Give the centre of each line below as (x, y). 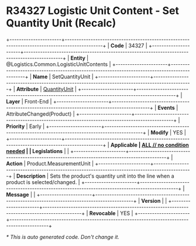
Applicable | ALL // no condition (149, 145)
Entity (78, 58)
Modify (159, 132)
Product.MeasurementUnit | (61, 163)
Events (166, 108)
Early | (37, 126)
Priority (16, 126)
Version (151, 200)
